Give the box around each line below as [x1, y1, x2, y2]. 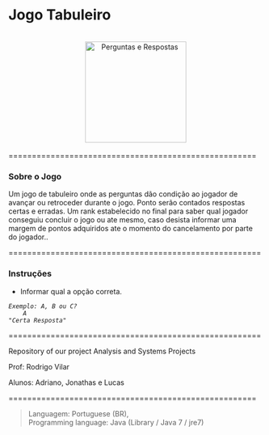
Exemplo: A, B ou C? [8, 302, 78, 310]
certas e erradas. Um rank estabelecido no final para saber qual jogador [8, 206, 249, 216]
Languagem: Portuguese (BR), [27, 408, 129, 418]
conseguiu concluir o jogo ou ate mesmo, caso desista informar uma [8, 215, 237, 225]
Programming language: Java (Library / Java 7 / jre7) [27, 417, 204, 427]
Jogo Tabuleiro [8, 6, 111, 24]
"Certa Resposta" [8, 316, 67, 324]
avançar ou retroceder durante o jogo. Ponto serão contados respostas [8, 198, 246, 208]
